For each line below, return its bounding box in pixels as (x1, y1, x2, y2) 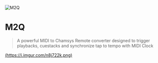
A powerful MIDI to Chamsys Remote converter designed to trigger (16, 37, 150, 43)
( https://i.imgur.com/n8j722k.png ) (5, 52, 72, 58)
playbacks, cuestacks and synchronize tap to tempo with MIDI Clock (16, 43, 154, 48)
